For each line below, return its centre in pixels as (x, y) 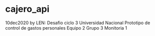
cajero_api (27, 9)
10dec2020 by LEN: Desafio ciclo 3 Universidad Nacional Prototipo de (78, 23)
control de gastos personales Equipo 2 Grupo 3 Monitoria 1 (66, 28)
